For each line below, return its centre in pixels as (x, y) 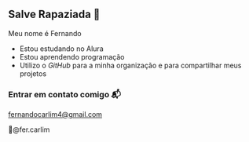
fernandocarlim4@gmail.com (55, 115)
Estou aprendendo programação (72, 56)
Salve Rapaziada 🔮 (54, 15)
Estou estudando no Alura (61, 49)
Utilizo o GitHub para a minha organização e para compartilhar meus (130, 65)
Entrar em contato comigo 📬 (65, 94)
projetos (33, 73)
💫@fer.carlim (29, 129)
